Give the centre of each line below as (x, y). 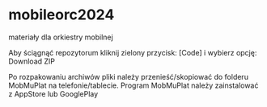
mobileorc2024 (61, 15)
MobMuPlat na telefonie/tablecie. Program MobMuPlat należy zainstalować (133, 85)
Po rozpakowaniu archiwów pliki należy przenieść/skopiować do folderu (129, 76)
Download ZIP (32, 61)
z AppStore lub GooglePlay (53, 93)
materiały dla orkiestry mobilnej (61, 37)
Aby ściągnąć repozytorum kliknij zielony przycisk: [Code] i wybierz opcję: (133, 52)
